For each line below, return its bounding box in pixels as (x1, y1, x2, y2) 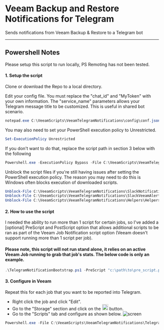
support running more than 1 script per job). (5, 235, 93, 241)
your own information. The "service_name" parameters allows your (5, 98, 140, 104)
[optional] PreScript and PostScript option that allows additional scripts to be (5, 225, 159, 230)
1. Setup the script (5, 73, 43, 78)
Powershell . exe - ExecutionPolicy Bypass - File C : (5, 160, 108, 165)
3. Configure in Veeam (5, 278, 52, 284)
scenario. (5, 108, 24, 114)
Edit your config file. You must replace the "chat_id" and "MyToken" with (5, 93, 151, 99)
